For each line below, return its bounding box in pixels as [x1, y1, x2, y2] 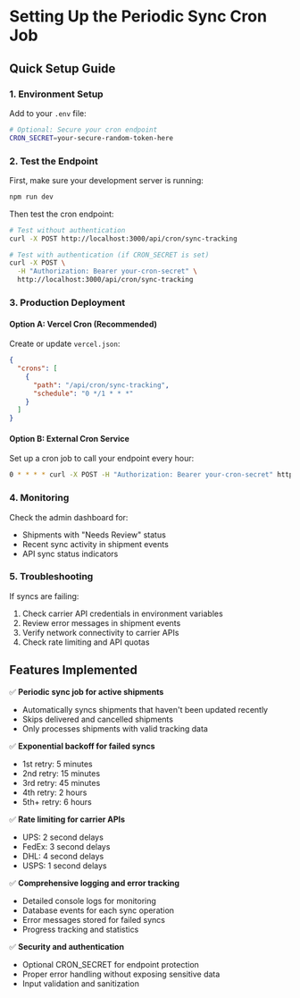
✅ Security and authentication [9, 941, 125, 951]
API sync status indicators [21, 548, 119, 559]
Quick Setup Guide [9, 61, 116, 76]
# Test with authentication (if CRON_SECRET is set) [9, 250, 210, 259]
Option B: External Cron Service [9, 433, 129, 444]
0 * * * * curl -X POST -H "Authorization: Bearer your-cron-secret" [9, 470, 274, 479]
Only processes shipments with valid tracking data [21, 723, 208, 734]
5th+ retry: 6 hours [21, 796, 92, 807]
